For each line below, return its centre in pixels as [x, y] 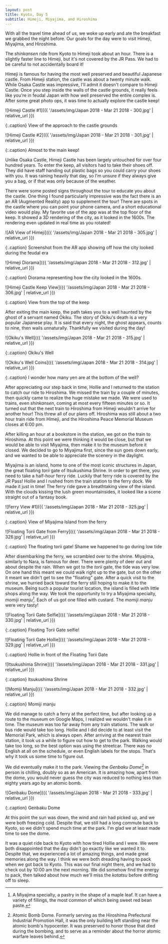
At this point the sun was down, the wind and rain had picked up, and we [80, 817]
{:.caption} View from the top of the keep [47, 302]
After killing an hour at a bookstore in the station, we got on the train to [78, 434]
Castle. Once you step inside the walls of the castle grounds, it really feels [81, 90]
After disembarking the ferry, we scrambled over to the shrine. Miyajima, [80, 556]
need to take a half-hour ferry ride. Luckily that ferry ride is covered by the [82, 476]
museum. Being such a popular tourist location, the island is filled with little [82, 588]
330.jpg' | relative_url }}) [30, 620]
